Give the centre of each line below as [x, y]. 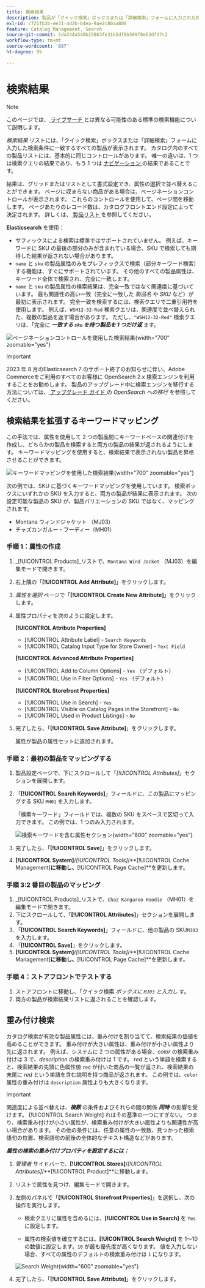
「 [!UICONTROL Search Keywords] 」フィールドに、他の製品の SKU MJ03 [106, 930]
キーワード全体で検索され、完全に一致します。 [74, 279]
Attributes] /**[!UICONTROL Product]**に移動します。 [83, 1171]
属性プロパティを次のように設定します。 [66, 616]
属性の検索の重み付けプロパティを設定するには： [68, 1151]
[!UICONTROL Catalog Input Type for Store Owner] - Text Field [105, 646]
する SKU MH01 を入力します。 [58, 801]
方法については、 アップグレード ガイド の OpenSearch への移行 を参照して [101, 392]
